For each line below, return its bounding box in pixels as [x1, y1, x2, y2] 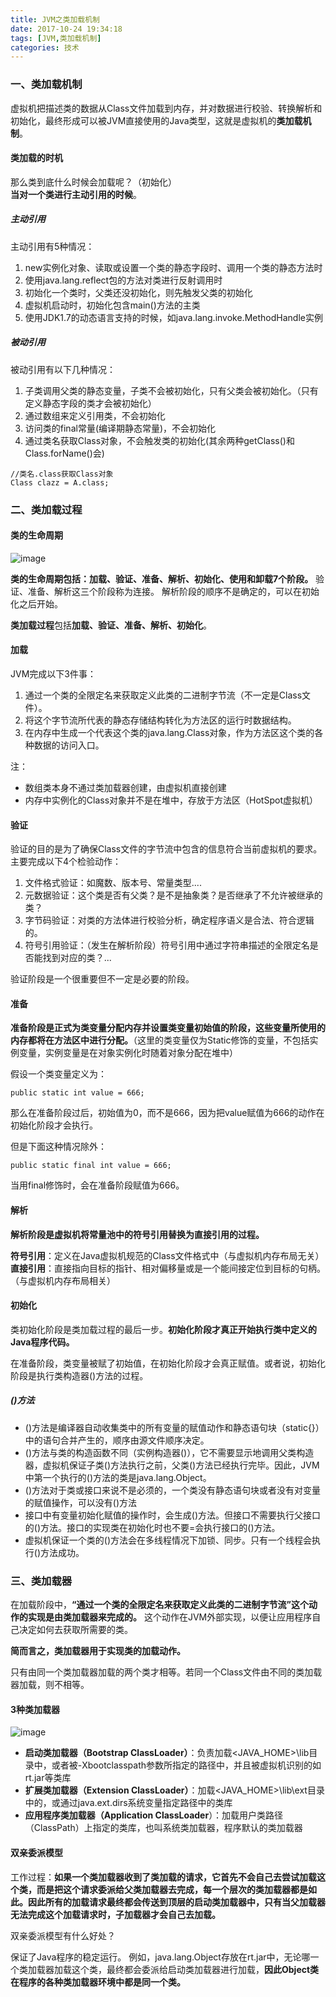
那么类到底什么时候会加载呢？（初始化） [10, 176, 177, 188]
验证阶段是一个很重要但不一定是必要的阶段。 [10, 973, 195, 985]
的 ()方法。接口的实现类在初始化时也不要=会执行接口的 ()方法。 [24, 1521, 281, 1533]
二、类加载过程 [10, 502, 83, 516]
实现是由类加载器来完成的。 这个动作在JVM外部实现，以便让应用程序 [27, 1611, 313, 1623]
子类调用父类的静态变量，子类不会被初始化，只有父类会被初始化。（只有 [24, 384, 319, 396]
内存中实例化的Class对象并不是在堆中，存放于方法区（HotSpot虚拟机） [24, 794, 318, 806]
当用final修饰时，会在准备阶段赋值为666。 [10, 1179, 185, 1191]
